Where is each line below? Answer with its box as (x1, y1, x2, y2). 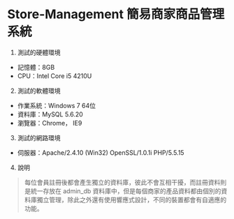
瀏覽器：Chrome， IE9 (17, 119, 82, 127)
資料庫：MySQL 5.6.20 (17, 109, 84, 119)
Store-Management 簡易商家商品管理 (7, 6, 225, 22)
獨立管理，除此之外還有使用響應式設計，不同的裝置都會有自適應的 (36, 195, 227, 204)
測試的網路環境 (17, 133, 61, 142)
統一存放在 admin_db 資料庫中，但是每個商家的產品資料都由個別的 (30, 186, 221, 195)
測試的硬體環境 (17, 48, 61, 56)
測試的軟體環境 (17, 86, 61, 95)
